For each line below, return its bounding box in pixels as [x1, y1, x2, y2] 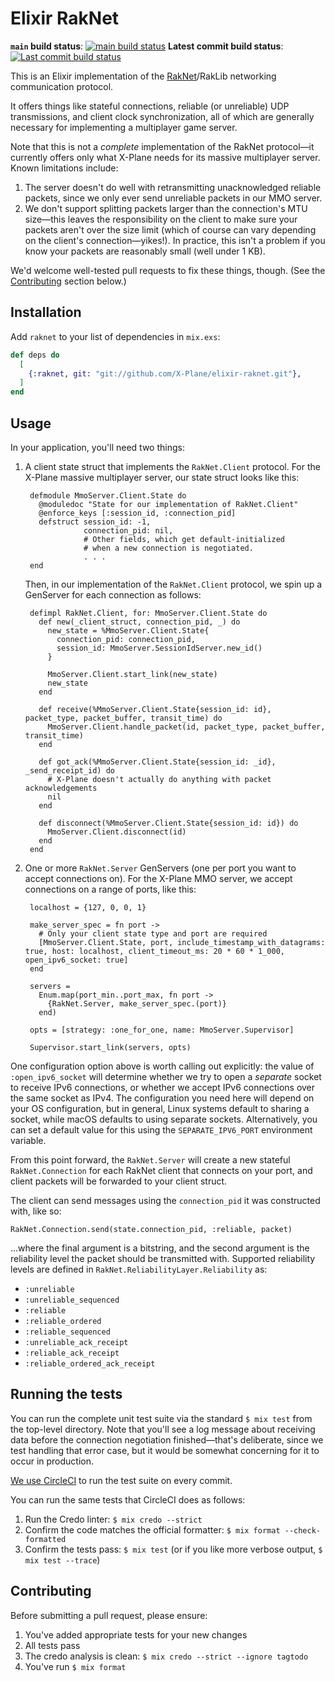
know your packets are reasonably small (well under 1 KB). [24, 245, 266, 257]
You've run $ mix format [24, 1660, 127, 1672]
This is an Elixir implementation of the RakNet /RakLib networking [10, 70, 277, 82]
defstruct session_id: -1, [38, 517, 152, 527]
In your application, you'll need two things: [10, 441, 185, 453]
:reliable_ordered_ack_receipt [24, 1358, 156, 1369]
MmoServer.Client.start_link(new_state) [47, 669, 218, 679]
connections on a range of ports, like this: [24, 883, 197, 895]
